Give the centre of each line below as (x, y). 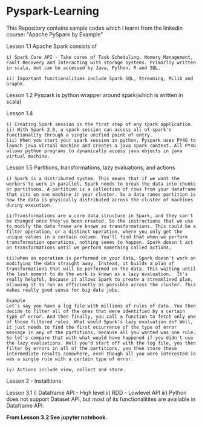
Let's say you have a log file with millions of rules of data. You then (101, 306)
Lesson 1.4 (20, 113)
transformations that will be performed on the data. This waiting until (101, 269)
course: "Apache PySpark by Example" (55, 34)
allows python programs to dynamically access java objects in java (94, 151)
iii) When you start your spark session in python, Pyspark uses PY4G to (101, 140)
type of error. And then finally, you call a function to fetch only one (101, 317)
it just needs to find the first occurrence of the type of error (92, 327)
